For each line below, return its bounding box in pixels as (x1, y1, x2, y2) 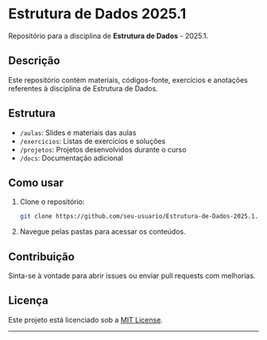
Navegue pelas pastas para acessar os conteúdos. (19, 227, 187, 237)
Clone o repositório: (19, 197, 85, 207)
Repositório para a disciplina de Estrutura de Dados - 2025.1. (8, 31, 209, 41)
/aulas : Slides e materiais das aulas (19, 128, 137, 137)
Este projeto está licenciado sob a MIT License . (8, 315, 163, 324)
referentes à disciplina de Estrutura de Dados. (8, 83, 159, 93)
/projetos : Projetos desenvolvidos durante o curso (19, 145, 187, 154)
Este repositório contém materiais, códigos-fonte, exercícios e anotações (8, 75, 249, 84)
